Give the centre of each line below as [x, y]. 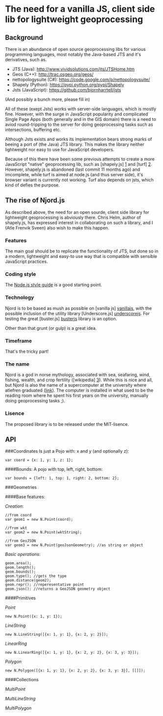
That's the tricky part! [27, 351]
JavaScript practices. [26, 262]
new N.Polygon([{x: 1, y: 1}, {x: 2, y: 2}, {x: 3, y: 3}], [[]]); [75, 671]
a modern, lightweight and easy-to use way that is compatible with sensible [81, 256]
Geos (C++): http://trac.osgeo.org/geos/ [53, 74]
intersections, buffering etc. [33, 130]
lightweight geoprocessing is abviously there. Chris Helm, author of [73, 217]
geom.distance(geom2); [28, 580]
